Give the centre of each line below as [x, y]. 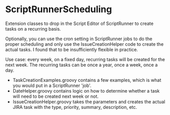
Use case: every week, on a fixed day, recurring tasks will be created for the [85, 59]
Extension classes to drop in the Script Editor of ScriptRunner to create [79, 23]
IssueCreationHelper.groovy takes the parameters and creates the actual [89, 102]
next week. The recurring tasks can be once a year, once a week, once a [81, 65]
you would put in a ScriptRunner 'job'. [52, 85]
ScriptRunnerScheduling [59, 9]
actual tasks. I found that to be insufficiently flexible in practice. [72, 49]
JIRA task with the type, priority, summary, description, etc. [75, 107]
